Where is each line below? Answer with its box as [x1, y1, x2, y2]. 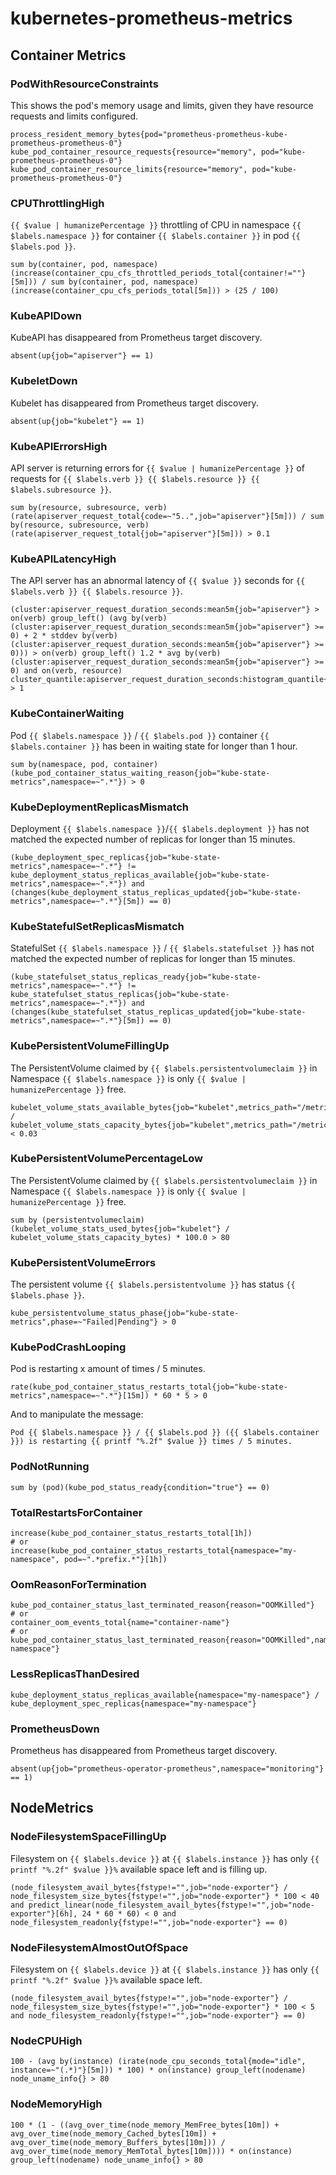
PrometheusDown [10, 1722, 100, 1736]
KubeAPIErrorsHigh [10, 439, 108, 453]
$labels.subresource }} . [10, 483, 112, 496]
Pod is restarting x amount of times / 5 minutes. [10, 1363, 206, 1375]
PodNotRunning [10, 1460, 90, 1474]
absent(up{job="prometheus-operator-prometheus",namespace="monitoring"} [10, 1763, 325, 1774]
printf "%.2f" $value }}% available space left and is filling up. [10, 1863, 268, 1875]
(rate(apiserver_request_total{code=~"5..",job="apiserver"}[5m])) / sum [10, 512, 325, 522]
